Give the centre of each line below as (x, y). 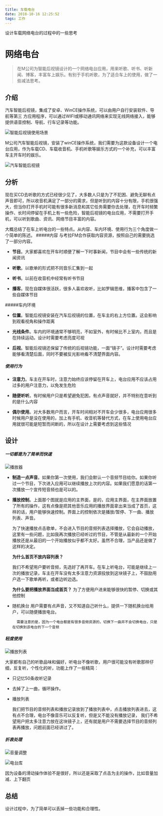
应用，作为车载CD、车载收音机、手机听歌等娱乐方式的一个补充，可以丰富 (82, 149)
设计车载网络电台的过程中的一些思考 (41, 33)
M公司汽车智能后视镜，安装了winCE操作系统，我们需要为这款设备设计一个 (79, 143)
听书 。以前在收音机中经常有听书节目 (48, 278)
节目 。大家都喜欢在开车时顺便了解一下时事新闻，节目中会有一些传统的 (82, 251)
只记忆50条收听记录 (32, 678)
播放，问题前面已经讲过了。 (48, 727)
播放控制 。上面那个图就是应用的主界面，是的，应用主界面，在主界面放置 (84, 500)
